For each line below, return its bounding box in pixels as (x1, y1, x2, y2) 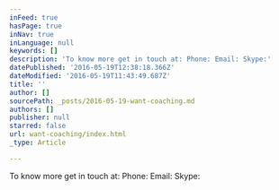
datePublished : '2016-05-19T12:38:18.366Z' (9, 64, 175, 73)
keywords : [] (9, 47, 58, 56)
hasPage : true (9, 22, 63, 30)
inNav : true (9, 30, 54, 39)
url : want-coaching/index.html (9, 130, 127, 139)
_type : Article (9, 138, 67, 147)
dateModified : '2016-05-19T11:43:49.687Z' (9, 72, 171, 81)
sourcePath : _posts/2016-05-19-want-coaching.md (9, 96, 195, 106)
